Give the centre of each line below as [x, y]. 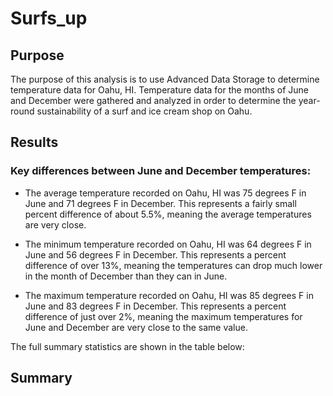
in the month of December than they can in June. [126, 276]
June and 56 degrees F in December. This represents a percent [155, 254]
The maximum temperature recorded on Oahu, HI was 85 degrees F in [169, 295]
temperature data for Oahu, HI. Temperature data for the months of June [159, 90]
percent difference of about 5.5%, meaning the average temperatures [168, 214]
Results [34, 142]
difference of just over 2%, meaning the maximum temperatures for [163, 316]
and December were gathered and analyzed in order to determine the [153, 100]
